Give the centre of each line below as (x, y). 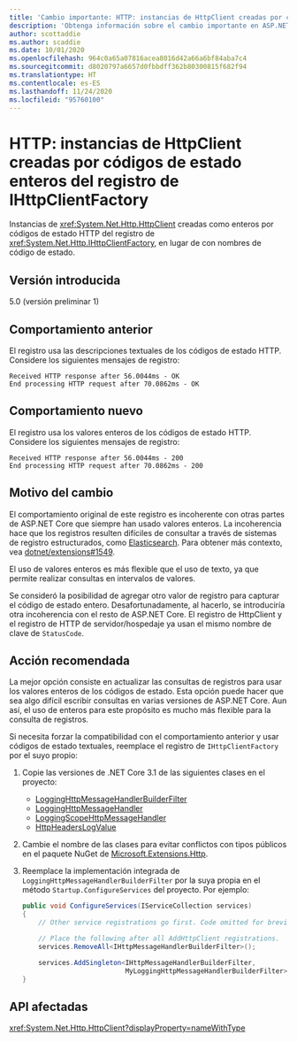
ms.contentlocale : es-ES (55, 83)
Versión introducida (65, 280)
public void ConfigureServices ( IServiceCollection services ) (137, 906)
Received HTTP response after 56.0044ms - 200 (96, 458)
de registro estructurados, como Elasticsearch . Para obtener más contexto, (146, 542)
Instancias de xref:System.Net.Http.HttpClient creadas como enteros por (141, 224)
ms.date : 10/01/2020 (47, 50)
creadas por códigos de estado (126, 162)
